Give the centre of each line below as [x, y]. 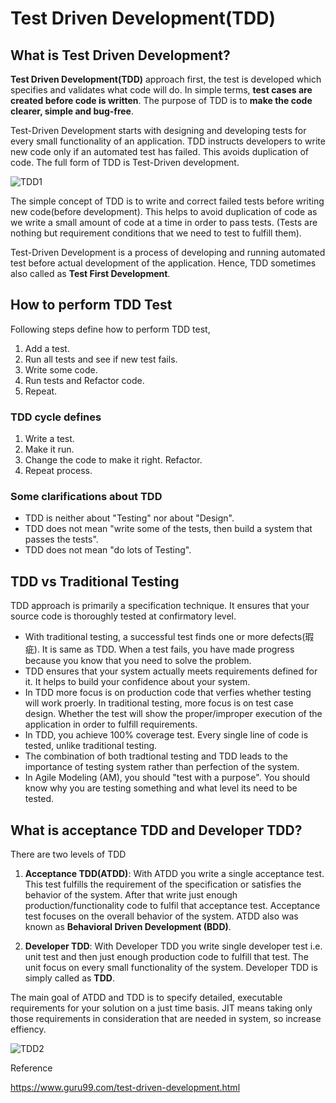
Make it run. [49, 449]
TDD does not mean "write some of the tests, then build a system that [168, 529]
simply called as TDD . [69, 978]
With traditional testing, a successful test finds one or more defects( [165, 637]
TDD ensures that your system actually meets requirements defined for [171, 671]
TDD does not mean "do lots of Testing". [108, 550]
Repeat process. [58, 471]
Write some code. [61, 369]
